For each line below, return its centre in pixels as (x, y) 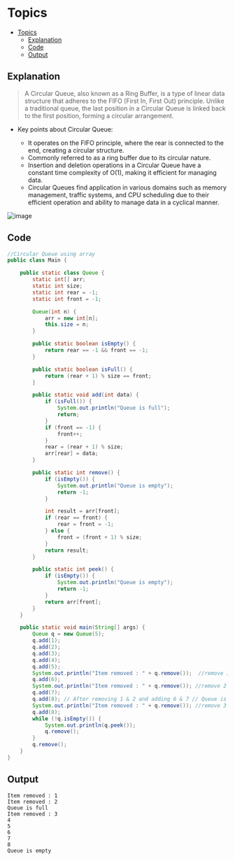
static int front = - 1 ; (67, 299)
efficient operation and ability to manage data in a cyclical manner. (123, 202)
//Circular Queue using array (51, 254)
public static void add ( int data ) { (86, 395)
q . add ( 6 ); (47, 680)
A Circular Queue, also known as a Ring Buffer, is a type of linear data (124, 93)
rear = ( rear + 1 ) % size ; (84, 447)
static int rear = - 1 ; (65, 292)
